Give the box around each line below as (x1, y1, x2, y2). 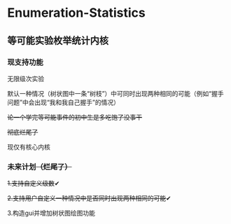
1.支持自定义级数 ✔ (7, 179, 60, 188)
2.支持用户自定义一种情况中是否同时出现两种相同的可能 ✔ (7, 194, 171, 202)
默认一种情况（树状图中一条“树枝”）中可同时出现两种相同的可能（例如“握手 (7, 89, 224, 97)
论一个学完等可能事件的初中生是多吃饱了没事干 (7, 113, 142, 121)
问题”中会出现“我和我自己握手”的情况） (7, 98, 120, 106)
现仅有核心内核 (7, 142, 50, 151)
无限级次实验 (7, 74, 44, 83)
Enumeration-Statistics (7, 5, 146, 21)
